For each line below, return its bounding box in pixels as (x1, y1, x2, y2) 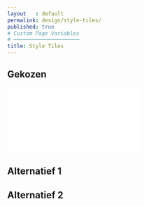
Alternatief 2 (7, 189, 64, 201)
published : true (7, 23, 55, 30)
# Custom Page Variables (7, 29, 80, 37)
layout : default (7, 10, 64, 17)
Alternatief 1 (7, 165, 62, 177)
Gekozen (7, 68, 47, 80)
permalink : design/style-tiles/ (7, 17, 101, 24)
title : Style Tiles (7, 43, 64, 50)
